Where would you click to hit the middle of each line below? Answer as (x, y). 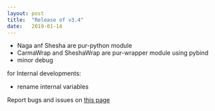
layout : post (26, 13)
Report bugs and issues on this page (59, 100)
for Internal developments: (44, 73)
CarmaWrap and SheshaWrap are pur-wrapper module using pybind (113, 53)
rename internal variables (53, 87)
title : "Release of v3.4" (45, 20)
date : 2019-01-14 (35, 26)
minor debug (35, 60)
